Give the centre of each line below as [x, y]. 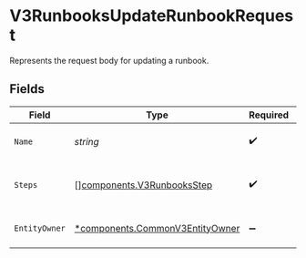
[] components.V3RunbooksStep [143, 185]
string [87, 141]
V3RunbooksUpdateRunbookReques [152, 16]
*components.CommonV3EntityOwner [157, 228]
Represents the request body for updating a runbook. [109, 60]
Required [269, 115]
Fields [27, 89]
